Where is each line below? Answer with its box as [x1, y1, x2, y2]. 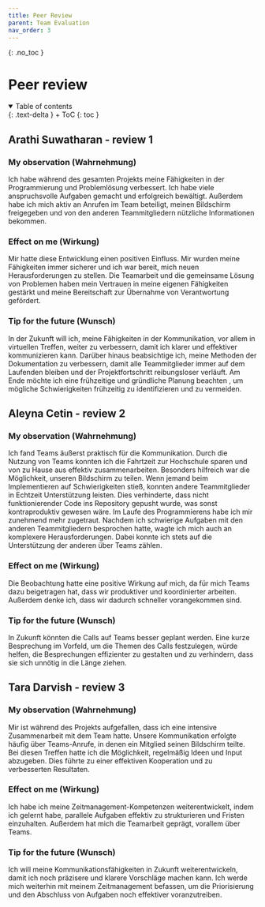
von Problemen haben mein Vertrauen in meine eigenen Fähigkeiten [8, 279, 229, 289]
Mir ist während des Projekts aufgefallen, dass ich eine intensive [8, 722, 217, 732]
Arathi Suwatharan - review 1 [8, 133, 154, 146]
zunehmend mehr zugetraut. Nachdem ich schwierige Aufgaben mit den [8, 515, 243, 525]
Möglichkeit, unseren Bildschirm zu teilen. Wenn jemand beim [8, 474, 209, 483]
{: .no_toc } [8, 48, 44, 58]
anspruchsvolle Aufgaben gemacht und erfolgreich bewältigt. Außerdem [8, 191, 243, 201]
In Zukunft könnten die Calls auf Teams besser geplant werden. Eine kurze [8, 632, 250, 642]
